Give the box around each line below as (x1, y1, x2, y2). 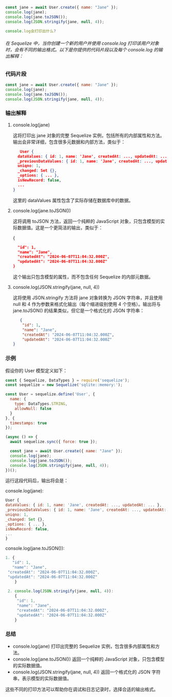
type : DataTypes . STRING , (14, 401, 68, 407)
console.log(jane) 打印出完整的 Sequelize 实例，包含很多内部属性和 (12, 643, 156, 649)
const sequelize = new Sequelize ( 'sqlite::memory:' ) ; (5, 382, 123, 388)
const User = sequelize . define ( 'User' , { (5, 392, 95, 397)
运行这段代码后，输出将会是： (5, 478, 68, 484)
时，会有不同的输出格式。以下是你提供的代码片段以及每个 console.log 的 (5, 46, 159, 52)
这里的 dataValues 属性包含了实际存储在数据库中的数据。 (12, 197, 133, 203)
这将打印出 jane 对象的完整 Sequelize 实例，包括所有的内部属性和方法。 (12, 132, 165, 138)
